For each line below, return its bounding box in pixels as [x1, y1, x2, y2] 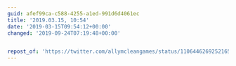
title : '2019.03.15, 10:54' [7, 17, 90, 24]
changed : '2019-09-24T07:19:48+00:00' [7, 29, 121, 37]
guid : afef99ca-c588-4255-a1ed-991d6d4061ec [7, 10, 140, 17]
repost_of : [7, 48, 39, 56]
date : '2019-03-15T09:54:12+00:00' [7, 23, 112, 30]
